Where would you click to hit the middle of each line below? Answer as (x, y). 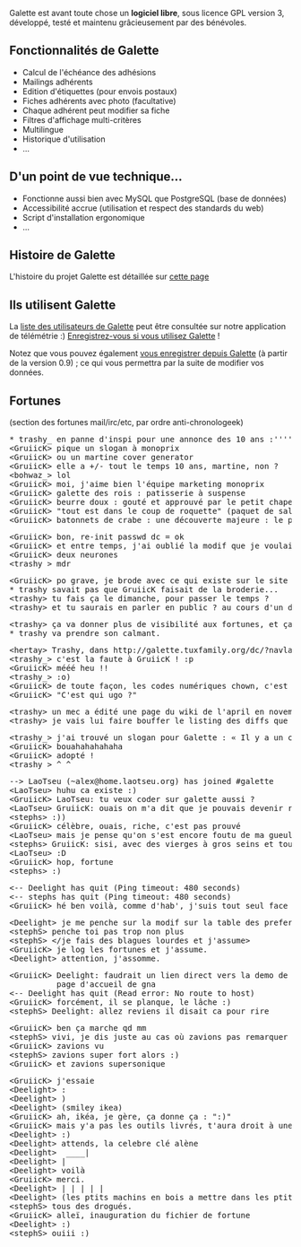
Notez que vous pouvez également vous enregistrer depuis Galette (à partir (149, 353)
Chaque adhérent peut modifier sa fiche (96, 110)
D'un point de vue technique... (96, 177)
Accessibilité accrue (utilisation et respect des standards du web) (143, 208)
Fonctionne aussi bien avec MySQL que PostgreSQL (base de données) (154, 198)
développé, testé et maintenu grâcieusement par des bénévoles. (128, 22)
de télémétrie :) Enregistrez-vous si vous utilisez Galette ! (115, 336)
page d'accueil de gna (107, 985)
